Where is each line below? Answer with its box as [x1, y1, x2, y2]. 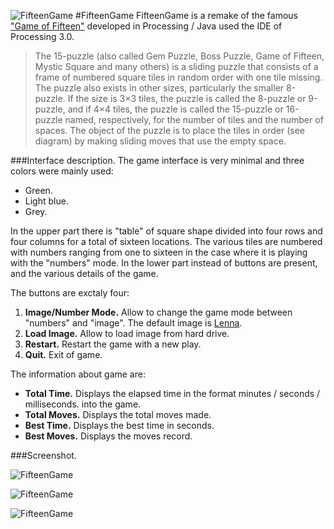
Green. [24, 185, 53, 196]
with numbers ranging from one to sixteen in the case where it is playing [10, 246, 308, 258]
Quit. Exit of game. [24, 349, 103, 360]
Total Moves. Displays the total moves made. [24, 409, 212, 420]
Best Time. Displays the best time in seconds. [24, 420, 215, 431]
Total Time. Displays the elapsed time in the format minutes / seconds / [24, 388, 321, 399]
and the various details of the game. [10, 268, 159, 279]
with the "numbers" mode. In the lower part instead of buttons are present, [10, 257, 318, 269]
